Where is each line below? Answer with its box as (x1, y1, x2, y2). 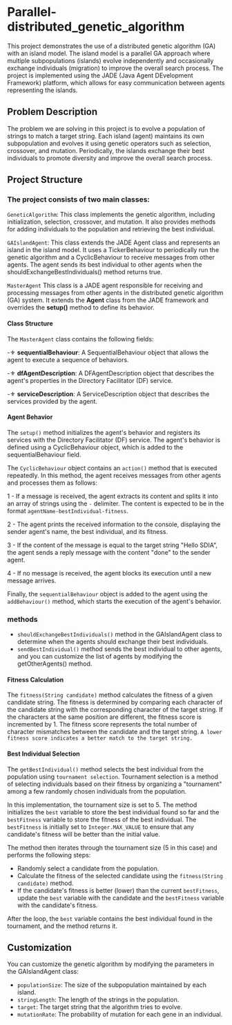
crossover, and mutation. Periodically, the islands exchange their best (7, 146, 205, 154)
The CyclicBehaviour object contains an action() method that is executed (7, 463, 217, 472)
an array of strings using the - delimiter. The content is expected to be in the (7, 499, 224, 508)
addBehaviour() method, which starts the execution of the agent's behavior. (7, 597, 222, 605)
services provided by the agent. (7, 397, 98, 405)
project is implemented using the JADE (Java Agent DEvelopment (7, 71, 193, 80)
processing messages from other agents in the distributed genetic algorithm (7, 289, 224, 297)
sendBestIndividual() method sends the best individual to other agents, (17, 645, 222, 653)
